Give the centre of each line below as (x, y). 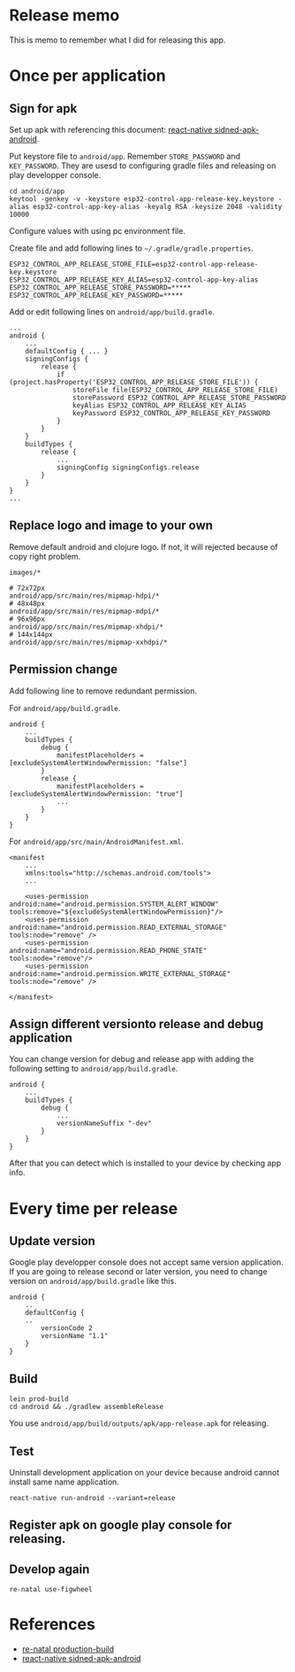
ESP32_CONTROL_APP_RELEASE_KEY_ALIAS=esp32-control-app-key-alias (134, 280)
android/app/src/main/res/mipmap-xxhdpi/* (88, 642)
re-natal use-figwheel (51, 1590)
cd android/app (37, 191)
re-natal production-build (68, 1649)
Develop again (49, 1569)
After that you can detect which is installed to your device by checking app (145, 1163)
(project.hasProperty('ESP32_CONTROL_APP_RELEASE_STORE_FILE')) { (134, 382)
